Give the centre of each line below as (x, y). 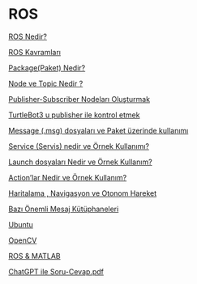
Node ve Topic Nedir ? (46, 83)
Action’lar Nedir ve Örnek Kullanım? (68, 177)
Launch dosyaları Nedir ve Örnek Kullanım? (80, 162)
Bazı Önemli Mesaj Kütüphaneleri (64, 209)
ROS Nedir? (28, 36)
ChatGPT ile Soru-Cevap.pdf (56, 271)
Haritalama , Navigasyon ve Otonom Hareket (83, 193)
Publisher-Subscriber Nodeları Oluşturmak (79, 99)
